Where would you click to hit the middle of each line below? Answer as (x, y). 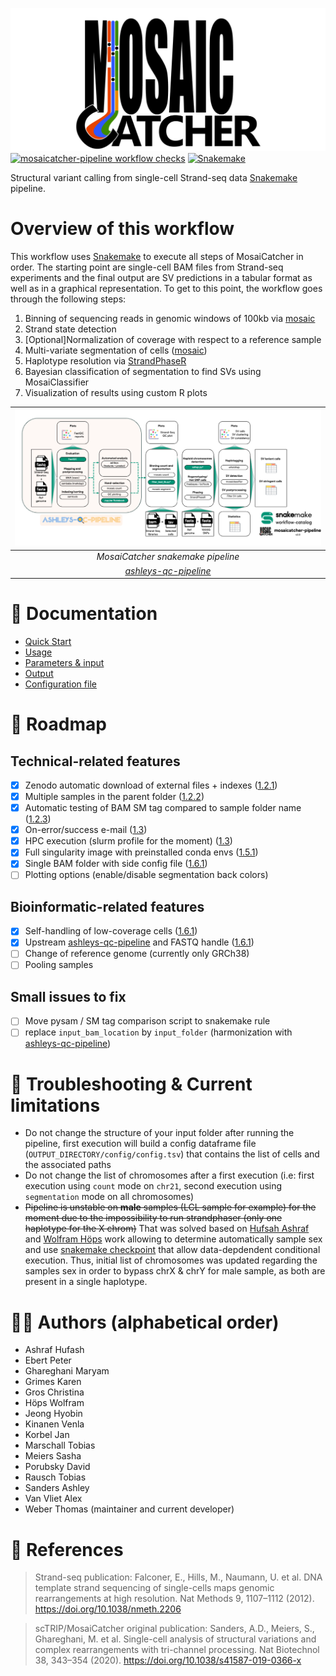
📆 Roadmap (58, 724)
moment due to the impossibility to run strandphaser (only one (153, 1218)
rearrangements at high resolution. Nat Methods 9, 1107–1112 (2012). (174, 1599)
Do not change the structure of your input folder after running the (159, 1133)
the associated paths (68, 1165)
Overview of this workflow (122, 229)
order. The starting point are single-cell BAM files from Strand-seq (147, 267)
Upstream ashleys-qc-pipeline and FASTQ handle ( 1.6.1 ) (139, 942)
